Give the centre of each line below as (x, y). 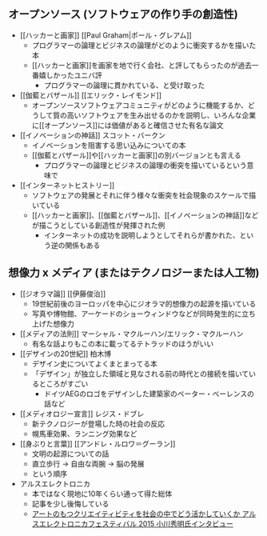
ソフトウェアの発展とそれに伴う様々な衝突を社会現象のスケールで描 (144, 195)
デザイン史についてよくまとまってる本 (94, 363)
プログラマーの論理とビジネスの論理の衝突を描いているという (145, 165)
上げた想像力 (53, 323)
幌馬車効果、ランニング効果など (84, 434)
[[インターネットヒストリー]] (67, 185)
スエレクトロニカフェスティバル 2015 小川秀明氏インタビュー (132, 523)
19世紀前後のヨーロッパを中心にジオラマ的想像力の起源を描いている (144, 303)
